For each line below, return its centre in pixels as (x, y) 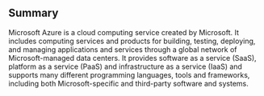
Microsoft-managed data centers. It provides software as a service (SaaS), (132, 58)
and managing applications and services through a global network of (123, 49)
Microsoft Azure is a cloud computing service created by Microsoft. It (124, 32)
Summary (34, 13)
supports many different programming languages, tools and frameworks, (129, 74)
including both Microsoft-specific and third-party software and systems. (128, 83)
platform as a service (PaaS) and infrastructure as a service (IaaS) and (125, 66)
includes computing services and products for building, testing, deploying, (132, 41)
